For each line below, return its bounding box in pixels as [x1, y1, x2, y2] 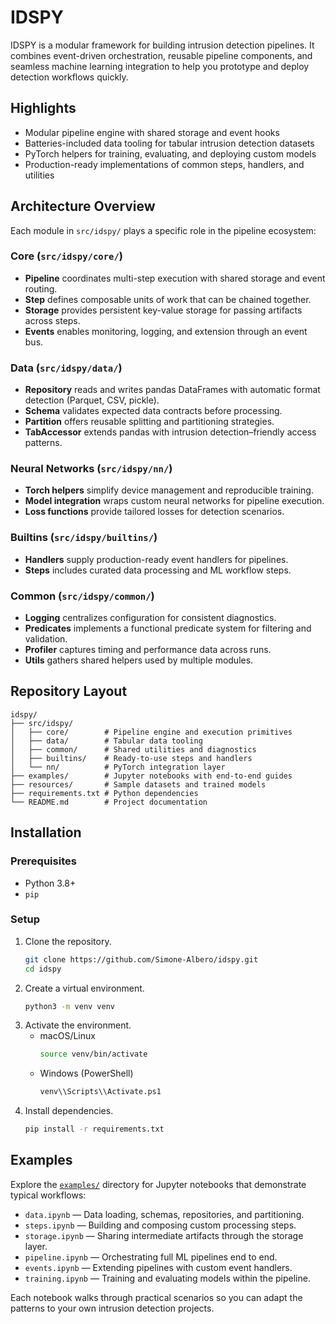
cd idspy [24, 964, 62, 974]
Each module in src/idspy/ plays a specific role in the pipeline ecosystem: [10, 224, 317, 236]
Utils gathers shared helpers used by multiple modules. [24, 654, 254, 666]
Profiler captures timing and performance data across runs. [24, 644, 272, 656]
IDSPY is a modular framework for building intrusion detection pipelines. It [10, 39, 315, 51]
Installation [10, 824, 82, 841]
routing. [24, 282, 58, 295]
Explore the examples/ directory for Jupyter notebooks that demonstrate [10, 1178, 307, 1190]
